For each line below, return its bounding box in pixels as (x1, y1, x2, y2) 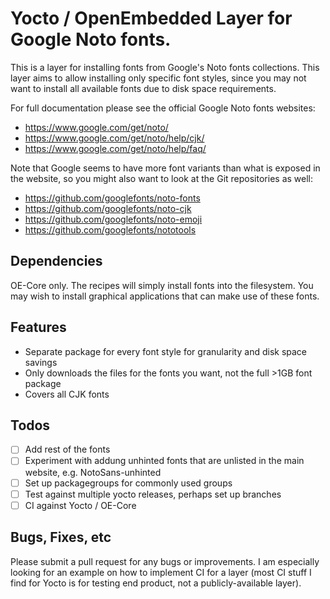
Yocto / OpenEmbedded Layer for (10, 7, 293, 30)
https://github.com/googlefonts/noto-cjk (24, 202, 192, 214)
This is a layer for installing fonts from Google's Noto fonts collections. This (10, 61, 320, 73)
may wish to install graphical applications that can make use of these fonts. (10, 290, 320, 302)
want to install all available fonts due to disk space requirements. (10, 82, 277, 94)
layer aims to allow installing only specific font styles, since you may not (10, 72, 307, 84)
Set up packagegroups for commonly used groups (24, 477, 233, 489)
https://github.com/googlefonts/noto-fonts (24, 192, 201, 204)
